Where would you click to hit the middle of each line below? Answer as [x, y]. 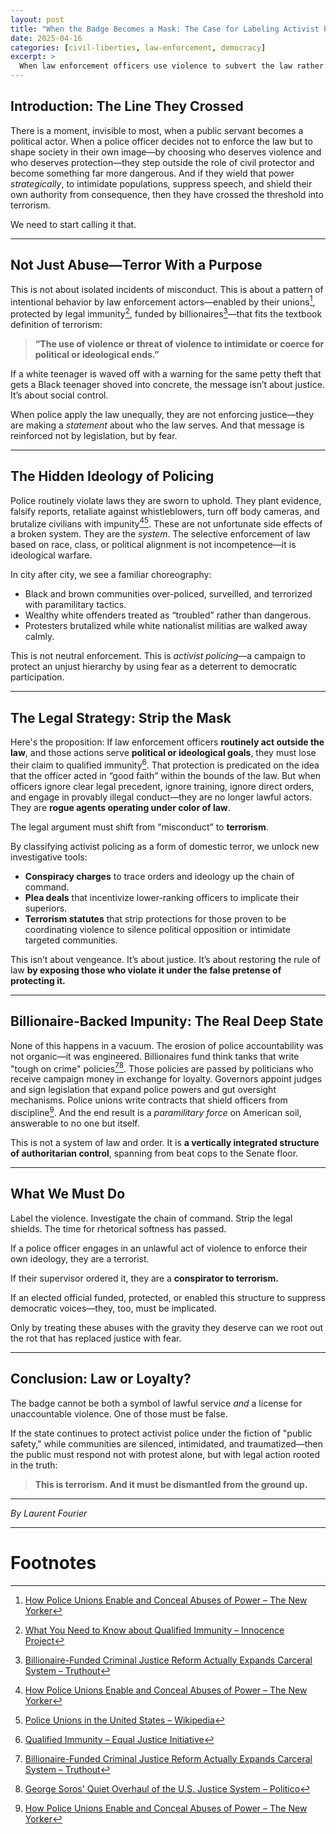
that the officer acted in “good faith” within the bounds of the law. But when [166, 775]
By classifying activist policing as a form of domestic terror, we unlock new [165, 846]
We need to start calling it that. [73, 224]
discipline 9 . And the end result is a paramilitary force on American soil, [156, 1111]
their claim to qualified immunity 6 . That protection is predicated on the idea [165, 764]
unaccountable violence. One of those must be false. [119, 1413]
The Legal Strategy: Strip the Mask [121, 717]
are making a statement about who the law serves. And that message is [157, 425]
